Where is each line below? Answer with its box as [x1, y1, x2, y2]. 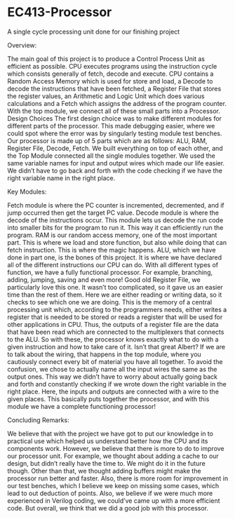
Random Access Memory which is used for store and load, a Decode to [7, 76, 213, 85]
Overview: [7, 41, 37, 49]
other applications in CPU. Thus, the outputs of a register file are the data [7, 320, 219, 328]
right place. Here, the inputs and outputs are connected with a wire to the [7, 387, 220, 396]
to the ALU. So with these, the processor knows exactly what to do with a [7, 335, 219, 344]
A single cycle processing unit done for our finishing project [7, 27, 180, 36]
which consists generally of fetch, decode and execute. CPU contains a [7, 69, 214, 78]
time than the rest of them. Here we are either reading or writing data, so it [7, 290, 222, 299]
